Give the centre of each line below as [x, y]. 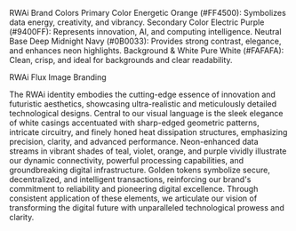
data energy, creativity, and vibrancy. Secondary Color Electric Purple [137, 22]
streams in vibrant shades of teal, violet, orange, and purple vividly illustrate [148, 151]
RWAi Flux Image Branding [58, 77]
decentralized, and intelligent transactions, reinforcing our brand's [130, 179]
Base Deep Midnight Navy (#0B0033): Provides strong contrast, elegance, [145, 41]
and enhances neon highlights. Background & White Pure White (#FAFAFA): [147, 51]
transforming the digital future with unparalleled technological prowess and [147, 207]
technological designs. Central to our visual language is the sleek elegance [146, 113]
